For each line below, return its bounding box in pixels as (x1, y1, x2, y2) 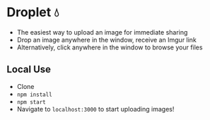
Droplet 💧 (6, 4, 59, 20)
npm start (16, 98, 47, 106)
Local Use (6, 64, 51, 76)
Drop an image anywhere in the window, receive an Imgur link (16, 35, 197, 44)
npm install (16, 91, 52, 98)
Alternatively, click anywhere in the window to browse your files (16, 43, 203, 52)
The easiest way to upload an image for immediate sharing (16, 28, 188, 36)
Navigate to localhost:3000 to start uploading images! (16, 104, 175, 113)
